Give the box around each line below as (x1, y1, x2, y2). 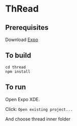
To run (5, 83, 26, 92)
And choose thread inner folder (5, 116, 71, 122)
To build (5, 51, 31, 60)
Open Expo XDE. (5, 96, 40, 102)
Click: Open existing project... (5, 106, 73, 112)
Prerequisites (5, 23, 49, 32)
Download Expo (5, 36, 38, 43)
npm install (5, 69, 30, 74)
